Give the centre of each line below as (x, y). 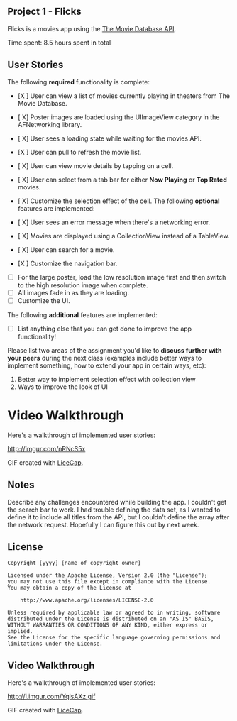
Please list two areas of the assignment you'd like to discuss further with (115, 350)
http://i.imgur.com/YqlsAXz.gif (51, 697)
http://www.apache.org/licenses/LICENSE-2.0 (87, 600)
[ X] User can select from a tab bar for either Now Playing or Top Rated (122, 180)
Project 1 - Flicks (44, 12)
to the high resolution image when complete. (83, 285)
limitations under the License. (55, 644)
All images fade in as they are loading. (73, 292)
